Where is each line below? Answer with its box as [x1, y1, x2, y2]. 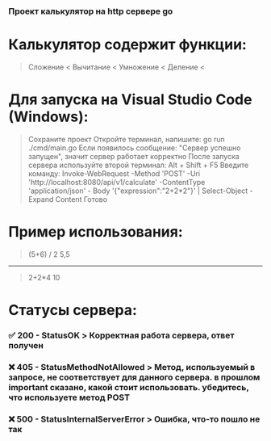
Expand [27, 194, 54, 204]
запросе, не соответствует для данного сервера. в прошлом [8, 372, 261, 383]
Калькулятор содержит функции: [8, 36, 248, 54]
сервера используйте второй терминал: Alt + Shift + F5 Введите [27, 160, 249, 170]
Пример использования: [8, 222, 183, 241]
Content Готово [55, 194, 107, 204]
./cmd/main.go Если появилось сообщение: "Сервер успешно [27, 143, 241, 153]
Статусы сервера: [8, 300, 137, 319]
